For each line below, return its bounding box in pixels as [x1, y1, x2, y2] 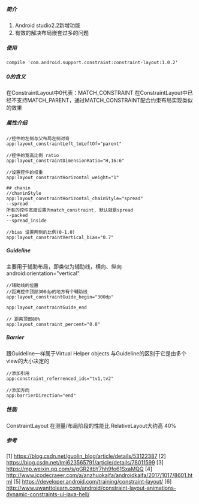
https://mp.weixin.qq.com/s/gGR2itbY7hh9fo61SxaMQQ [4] [6, 465, 153, 472]
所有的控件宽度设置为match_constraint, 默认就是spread [6, 207, 134, 213]
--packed [6, 212, 28, 218]
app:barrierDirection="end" [6, 393, 77, 399]
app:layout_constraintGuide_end [6, 304, 87, 310]
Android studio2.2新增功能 [14, 22, 81, 29]
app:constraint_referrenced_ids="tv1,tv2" [6, 375, 114, 382]
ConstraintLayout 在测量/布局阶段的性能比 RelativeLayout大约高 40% [6, 422, 177, 429]
